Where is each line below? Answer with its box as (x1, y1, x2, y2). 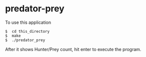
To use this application (5, 19, 51, 25)
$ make (5, 33, 21, 38)
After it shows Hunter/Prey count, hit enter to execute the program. (5, 46, 142, 52)
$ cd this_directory (5, 29, 50, 34)
